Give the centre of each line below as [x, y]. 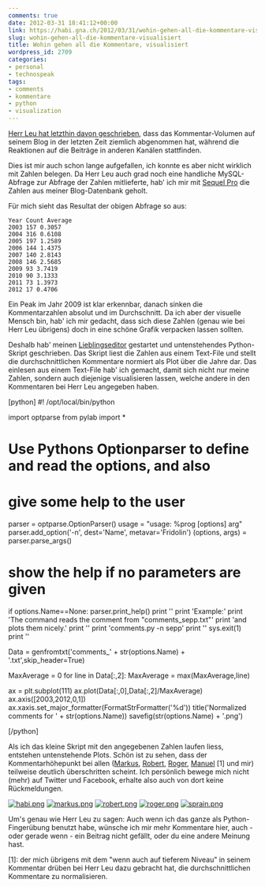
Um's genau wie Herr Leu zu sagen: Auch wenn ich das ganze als [115, 819]
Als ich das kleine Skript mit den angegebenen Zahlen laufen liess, [116, 746]
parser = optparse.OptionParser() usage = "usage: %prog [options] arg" [125, 524]
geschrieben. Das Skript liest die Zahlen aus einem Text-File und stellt [142, 353]
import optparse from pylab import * [67, 417]
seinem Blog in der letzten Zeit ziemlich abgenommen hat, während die [123, 142]
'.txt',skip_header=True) [47, 660]
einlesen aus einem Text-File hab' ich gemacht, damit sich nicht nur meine [129, 370]
